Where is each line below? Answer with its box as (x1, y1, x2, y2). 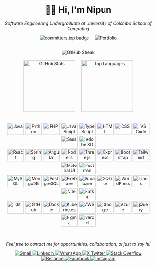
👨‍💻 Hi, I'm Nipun (45, 4, 112, 16)
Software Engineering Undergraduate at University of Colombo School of (4, 20, 152, 26)
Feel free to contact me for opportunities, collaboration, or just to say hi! (6, 241, 151, 247)
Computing (67, 25, 90, 31)
